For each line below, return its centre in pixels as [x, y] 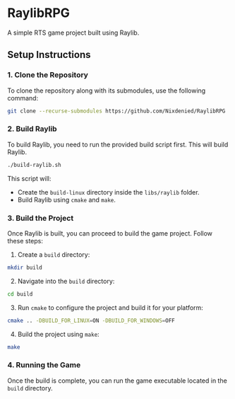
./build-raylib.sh [34, 165]
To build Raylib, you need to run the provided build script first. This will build [118, 144]
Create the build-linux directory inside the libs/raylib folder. [108, 192]
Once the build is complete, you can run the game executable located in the [117, 381]
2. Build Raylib [32, 129]
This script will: [29, 178]
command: [23, 98]
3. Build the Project [41, 218]
